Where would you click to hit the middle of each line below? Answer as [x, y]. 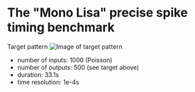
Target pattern [28, 46]
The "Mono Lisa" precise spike [98, 13]
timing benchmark [61, 27]
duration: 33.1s [38, 75]
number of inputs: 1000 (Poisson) [65, 59]
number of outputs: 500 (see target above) [78, 67]
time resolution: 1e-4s [48, 82]
